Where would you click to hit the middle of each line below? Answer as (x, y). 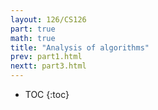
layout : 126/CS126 (48, 19)
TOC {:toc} (47, 94)
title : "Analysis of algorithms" (80, 47)
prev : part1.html (46, 57)
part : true (33, 29)
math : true (33, 38)
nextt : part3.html (48, 66)
